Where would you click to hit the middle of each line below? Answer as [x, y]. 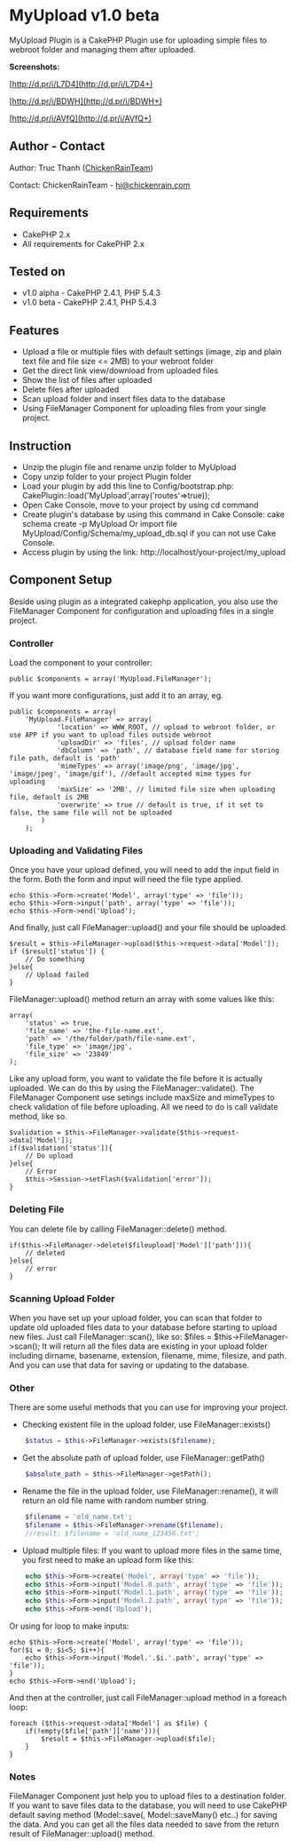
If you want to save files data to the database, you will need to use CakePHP [148, 1805]
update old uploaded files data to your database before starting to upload [143, 1327]
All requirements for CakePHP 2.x [83, 243]
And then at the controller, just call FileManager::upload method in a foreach [148, 1698]
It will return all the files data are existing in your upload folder [155, 1346]
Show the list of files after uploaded [87, 380]
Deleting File [37, 1209]
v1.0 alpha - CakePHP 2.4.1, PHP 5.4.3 [91, 293]
